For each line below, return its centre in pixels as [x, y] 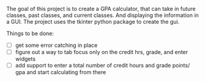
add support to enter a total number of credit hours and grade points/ [102, 66]
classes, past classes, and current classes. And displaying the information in [102, 15]
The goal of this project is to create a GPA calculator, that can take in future [101, 9]
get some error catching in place [56, 45]
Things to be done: [30, 33]
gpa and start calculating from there [61, 72]
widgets [25, 59]
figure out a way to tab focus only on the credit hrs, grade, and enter [102, 52]
